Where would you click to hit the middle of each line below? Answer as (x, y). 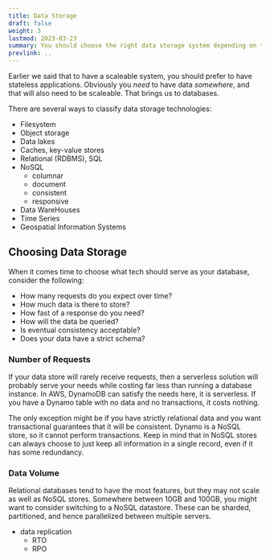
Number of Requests (49, 359)
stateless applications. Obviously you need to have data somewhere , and (129, 84)
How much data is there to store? (75, 304)
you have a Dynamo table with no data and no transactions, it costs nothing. (134, 402)
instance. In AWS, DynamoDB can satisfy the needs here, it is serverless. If (132, 394)
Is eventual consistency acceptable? (80, 330)
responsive (50, 201)
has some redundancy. (46, 452)
